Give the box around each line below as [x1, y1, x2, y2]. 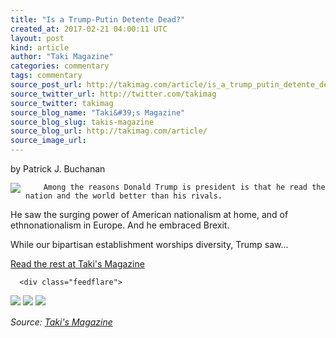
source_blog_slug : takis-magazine [10, 117, 155, 127]
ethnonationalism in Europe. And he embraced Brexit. [10, 219, 230, 231]
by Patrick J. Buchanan [10, 163, 106, 175]
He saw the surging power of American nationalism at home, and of [10, 209, 289, 220]
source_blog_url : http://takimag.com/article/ [10, 126, 208, 136]
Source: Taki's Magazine [10, 316, 113, 328]
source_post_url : [10, 80, 83, 90]
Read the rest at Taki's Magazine [10, 258, 145, 270]
